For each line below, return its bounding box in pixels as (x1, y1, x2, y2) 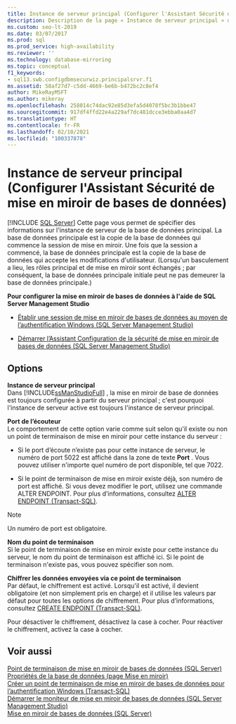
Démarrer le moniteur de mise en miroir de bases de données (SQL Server (7, 694, 223, 702)
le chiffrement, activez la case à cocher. (7, 625, 123, 633)
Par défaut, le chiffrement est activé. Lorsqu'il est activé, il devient (7, 582, 199, 589)
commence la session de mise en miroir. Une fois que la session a (7, 241, 198, 250)
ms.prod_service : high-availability (7, 43, 114, 50)
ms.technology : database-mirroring (7, 56, 112, 63)
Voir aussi (7, 646, 52, 658)
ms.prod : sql (7, 37, 46, 44)
